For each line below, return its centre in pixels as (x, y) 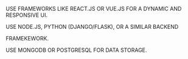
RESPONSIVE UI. (27, 15)
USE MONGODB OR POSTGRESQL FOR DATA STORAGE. (76, 50)
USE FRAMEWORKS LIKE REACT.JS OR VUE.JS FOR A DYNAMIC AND (94, 9)
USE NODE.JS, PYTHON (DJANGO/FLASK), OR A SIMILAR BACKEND (92, 27)
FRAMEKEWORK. (27, 38)
